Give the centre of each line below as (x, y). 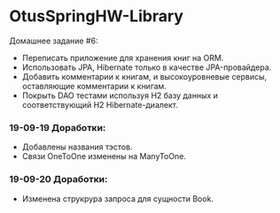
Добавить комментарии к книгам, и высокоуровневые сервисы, (144, 76)
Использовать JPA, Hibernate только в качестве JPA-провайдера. (147, 67)
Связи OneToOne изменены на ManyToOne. (104, 156)
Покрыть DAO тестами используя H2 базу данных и (120, 95)
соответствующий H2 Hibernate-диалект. (100, 104)
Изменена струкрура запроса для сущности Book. (118, 198)
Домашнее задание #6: (54, 41)
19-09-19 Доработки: (58, 127)
